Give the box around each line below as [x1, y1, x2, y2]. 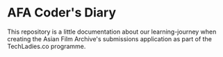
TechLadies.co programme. [7, 42, 86, 50]
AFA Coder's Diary [7, 5, 117, 21]
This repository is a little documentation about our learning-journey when [7, 27, 217, 36]
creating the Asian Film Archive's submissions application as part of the [7, 34, 212, 43]
